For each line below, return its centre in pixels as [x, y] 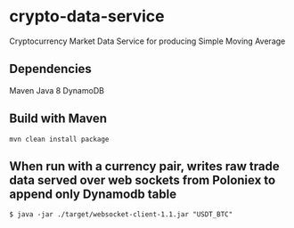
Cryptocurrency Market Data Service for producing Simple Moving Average [147, 41]
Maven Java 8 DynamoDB [57, 90]
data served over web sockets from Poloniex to [143, 180]
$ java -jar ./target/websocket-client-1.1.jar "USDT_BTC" [121, 215]
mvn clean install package [59, 139]
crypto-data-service [87, 16]
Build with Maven [58, 119]
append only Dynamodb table [93, 194]
